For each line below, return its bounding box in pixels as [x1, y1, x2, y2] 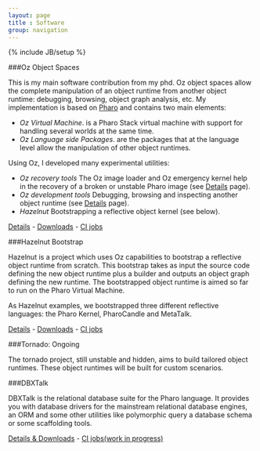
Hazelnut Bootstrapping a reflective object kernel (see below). [19, 207, 221, 216]
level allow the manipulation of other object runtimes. [19, 143, 191, 153]
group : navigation [8, 26, 68, 34]
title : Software [8, 19, 65, 27]
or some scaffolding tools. [8, 419, 92, 428]
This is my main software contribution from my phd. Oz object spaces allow [8, 78, 252, 87]
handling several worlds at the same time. [19, 126, 154, 136]
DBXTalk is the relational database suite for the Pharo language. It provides [8, 394, 250, 403]
